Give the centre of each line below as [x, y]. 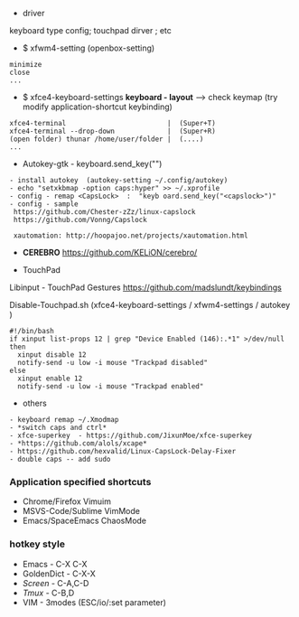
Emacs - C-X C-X [55, 564]
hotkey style [37, 544]
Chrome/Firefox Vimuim [66, 501]
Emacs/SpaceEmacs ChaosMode [84, 521]
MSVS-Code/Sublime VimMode [81, 511]
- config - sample [44, 204]
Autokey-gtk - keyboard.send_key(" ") [92, 164]
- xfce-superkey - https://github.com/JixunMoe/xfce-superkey [131, 435]
